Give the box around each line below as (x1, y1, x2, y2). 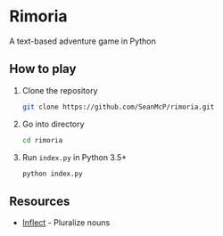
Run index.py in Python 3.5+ (21, 151, 128, 162)
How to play (9, 61, 77, 77)
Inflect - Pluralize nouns (21, 217, 111, 228)
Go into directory (21, 118, 85, 129)
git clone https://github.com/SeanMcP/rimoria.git (21, 102, 215, 111)
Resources (9, 193, 70, 208)
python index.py (21, 169, 83, 178)
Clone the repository (21, 85, 98, 95)
